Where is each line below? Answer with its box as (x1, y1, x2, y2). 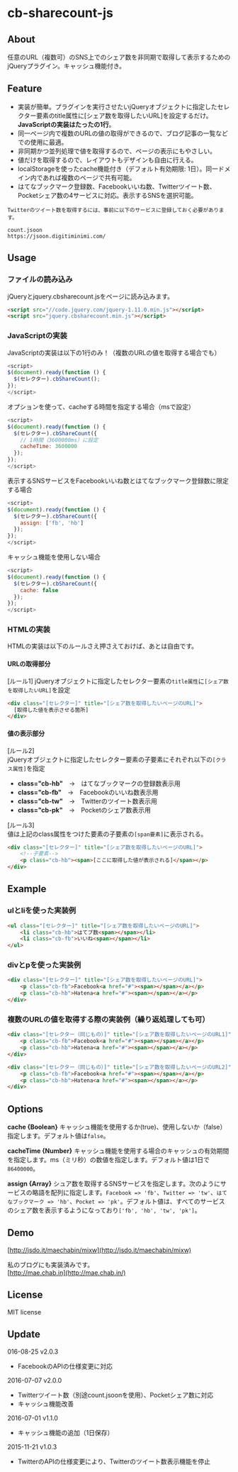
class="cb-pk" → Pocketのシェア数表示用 (17, 805, 151, 814)
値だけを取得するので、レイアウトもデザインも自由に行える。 (17, 155, 198, 164)
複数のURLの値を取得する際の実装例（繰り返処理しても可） (7, 1014, 210, 1024)
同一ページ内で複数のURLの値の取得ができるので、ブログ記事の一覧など (17, 129, 229, 138)
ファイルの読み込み (7, 274, 73, 284)
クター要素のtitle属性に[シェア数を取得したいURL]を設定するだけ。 (17, 111, 212, 120)
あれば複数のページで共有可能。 (42, 173, 136, 182)
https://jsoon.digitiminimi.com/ (7, 233, 106, 240)
